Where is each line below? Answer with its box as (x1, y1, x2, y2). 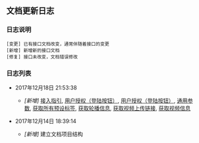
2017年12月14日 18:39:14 (15, 117, 77, 125)
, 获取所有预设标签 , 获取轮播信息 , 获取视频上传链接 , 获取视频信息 (29, 104, 191, 111)
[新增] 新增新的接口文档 (6, 47, 60, 54)
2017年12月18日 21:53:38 (15, 84, 77, 91)
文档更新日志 (6, 5, 55, 16)
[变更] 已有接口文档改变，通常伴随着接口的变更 (6, 41, 110, 47)
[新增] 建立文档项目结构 (24, 130, 83, 138)
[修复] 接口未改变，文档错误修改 (6, 54, 78, 60)
